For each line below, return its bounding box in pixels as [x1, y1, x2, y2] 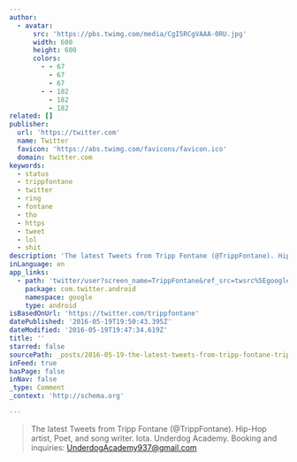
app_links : [9, 268, 49, 277]
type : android [25, 301, 77, 310]
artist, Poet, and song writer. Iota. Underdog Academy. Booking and [30, 433, 278, 443]
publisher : [9, 120, 49, 129]
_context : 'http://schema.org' [9, 391, 125, 401]
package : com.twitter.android [25, 284, 137, 293]
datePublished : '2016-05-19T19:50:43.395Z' [9, 318, 172, 327]
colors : [32, 54, 62, 63]
